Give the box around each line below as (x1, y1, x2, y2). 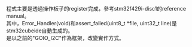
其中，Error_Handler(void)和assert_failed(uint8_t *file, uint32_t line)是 (6, 20, 178, 26)
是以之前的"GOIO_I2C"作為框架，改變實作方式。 (6, 35, 124, 41)
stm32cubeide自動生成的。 (6, 27, 74, 34)
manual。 (6, 12, 30, 19)
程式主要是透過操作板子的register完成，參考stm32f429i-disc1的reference (6, 5, 187, 12)
